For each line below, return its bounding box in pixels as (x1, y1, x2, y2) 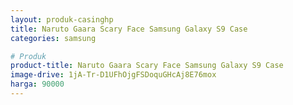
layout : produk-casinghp (10, 14, 114, 25)
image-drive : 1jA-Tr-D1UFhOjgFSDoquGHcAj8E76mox (10, 70, 217, 80)
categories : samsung (10, 33, 97, 43)
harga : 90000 (10, 79, 65, 90)
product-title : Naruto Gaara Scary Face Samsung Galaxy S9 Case (10, 61, 284, 71)
